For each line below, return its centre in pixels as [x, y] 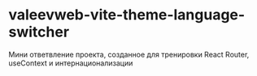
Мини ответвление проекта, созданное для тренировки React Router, [129, 54]
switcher [39, 32]
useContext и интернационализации [71, 63]
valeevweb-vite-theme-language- [127, 15]
